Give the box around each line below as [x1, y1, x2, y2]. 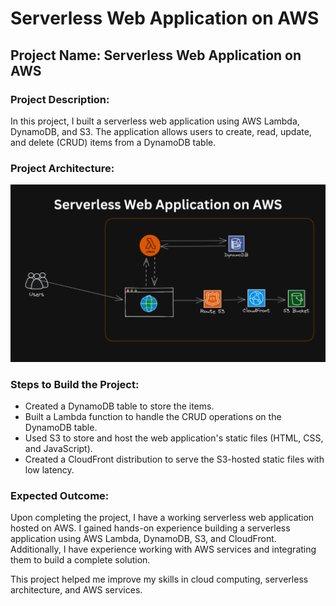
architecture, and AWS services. [10, 584, 143, 596]
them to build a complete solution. [10, 554, 151, 566]
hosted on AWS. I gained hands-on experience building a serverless [10, 522, 291, 534]
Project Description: [10, 92, 110, 106]
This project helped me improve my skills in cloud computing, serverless [10, 573, 309, 586]
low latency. [24, 463, 75, 476]
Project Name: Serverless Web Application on [10, 47, 302, 64]
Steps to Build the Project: [10, 377, 140, 391]
